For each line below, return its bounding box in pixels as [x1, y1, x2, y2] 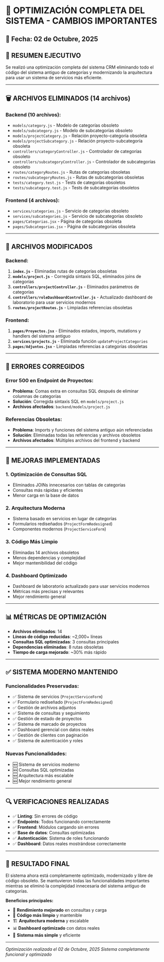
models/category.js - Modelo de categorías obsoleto [12, 122, 119, 128]
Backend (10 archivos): [5, 111, 61, 118]
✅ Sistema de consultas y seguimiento [12, 710, 90, 716]
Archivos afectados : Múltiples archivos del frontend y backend [12, 437, 140, 443]
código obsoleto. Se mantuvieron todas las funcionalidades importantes [5, 878, 150, 884]
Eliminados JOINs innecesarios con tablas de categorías [12, 482, 126, 488]
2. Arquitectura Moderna [5, 504, 65, 511]
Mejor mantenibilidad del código [12, 560, 77, 566]
